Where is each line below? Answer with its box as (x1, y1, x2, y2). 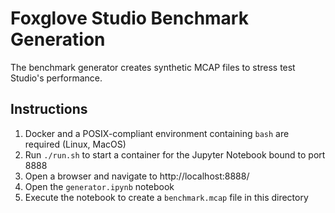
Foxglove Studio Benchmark (10, 7, 249, 30)
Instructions (10, 101, 88, 118)
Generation (10, 28, 106, 51)
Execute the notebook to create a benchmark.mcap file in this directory (24, 191, 309, 203)
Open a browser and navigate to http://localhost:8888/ (24, 170, 250, 182)
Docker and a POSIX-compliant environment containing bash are (24, 127, 290, 139)
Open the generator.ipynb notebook (24, 180, 175, 192)
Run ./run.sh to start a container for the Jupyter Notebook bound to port (24, 148, 326, 161)
